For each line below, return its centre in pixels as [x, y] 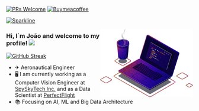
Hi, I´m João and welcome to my [53, 35]
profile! [17, 43]
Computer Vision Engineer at [50, 83]
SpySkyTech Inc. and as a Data [52, 89]
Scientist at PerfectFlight [45, 95]
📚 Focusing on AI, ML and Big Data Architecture [74, 102]
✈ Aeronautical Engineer [45, 67]
